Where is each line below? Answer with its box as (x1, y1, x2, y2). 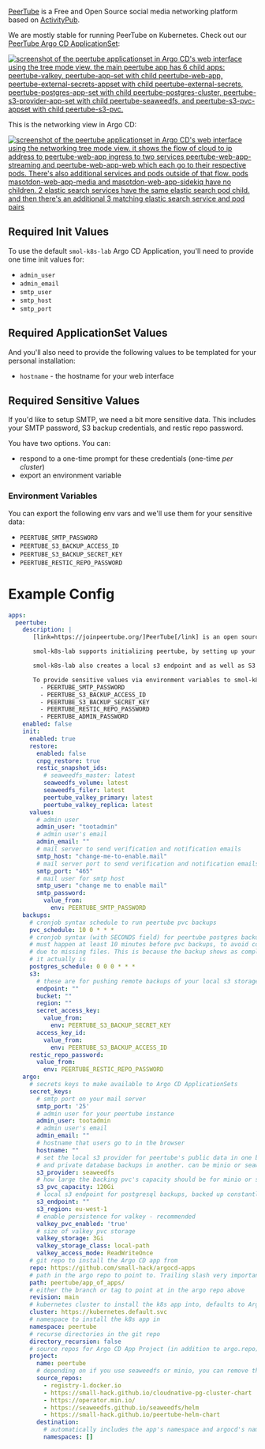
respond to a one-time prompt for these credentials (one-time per (19, 454, 233, 463)
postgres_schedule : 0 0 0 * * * (28, 963, 136, 971)
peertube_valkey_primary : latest (43, 794, 154, 802)
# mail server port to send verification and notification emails (36, 859, 259, 868)
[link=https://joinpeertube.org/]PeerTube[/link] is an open (32, 633, 238, 641)
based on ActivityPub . (8, 15, 80, 25)
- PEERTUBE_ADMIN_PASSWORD (39, 713, 129, 721)
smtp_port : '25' (36, 1102, 90, 1110)
